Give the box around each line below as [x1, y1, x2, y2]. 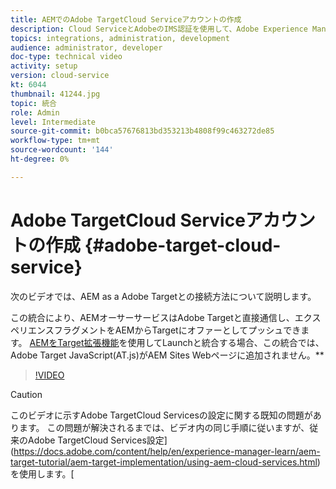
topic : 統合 [10, 98, 57, 108]
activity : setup [10, 61, 78, 71]
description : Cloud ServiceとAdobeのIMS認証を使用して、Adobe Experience [10, 24, 308, 34]
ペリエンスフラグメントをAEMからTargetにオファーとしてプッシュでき [10, 324, 302, 336]
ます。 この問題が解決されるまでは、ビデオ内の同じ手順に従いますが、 [18, 421, 310, 433]
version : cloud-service [10, 71, 110, 81]
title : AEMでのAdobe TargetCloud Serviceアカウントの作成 [10, 14, 242, 25]
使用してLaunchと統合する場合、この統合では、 [127, 336, 325, 348]
